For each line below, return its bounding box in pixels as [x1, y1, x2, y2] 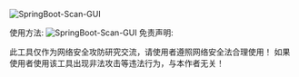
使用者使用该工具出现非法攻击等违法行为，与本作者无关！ [9, 58, 224, 68]
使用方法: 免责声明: [9, 27, 174, 38]
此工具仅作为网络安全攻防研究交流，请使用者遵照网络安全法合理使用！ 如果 [9, 46, 291, 57]
